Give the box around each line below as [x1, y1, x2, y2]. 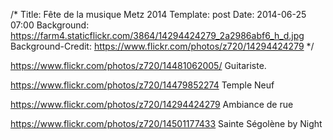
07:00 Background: [10, 19, 90, 31]
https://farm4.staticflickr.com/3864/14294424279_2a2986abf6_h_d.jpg [10, 30, 305, 41]
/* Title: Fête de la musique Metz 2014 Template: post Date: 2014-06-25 [10, 9, 307, 20]
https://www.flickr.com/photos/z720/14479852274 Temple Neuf [10, 79, 275, 91]
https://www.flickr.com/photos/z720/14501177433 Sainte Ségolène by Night [10, 118, 323, 129]
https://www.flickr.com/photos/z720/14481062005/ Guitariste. [10, 60, 267, 71]
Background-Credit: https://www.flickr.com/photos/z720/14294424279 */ [10, 40, 315, 52]
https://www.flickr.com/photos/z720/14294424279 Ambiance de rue [10, 99, 294, 110]
